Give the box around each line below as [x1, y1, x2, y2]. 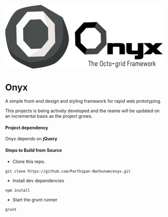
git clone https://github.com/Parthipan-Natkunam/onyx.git [5, 168, 131, 174]
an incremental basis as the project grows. [5, 113, 93, 119]
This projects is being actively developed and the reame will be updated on [5, 108, 160, 114]
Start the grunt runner [12, 196, 57, 202]
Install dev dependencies [12, 177, 64, 183]
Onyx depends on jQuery [5, 136, 57, 142]
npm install [5, 188, 30, 193]
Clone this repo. [12, 158, 45, 164]
